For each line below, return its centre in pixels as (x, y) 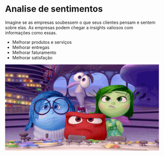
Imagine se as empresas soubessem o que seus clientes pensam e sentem (80, 22)
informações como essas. (31, 33)
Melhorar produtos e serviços (42, 42)
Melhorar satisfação (32, 57)
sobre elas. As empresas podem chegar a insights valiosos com (69, 27)
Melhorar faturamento (34, 52)
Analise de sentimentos (54, 9)
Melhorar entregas (31, 47)
